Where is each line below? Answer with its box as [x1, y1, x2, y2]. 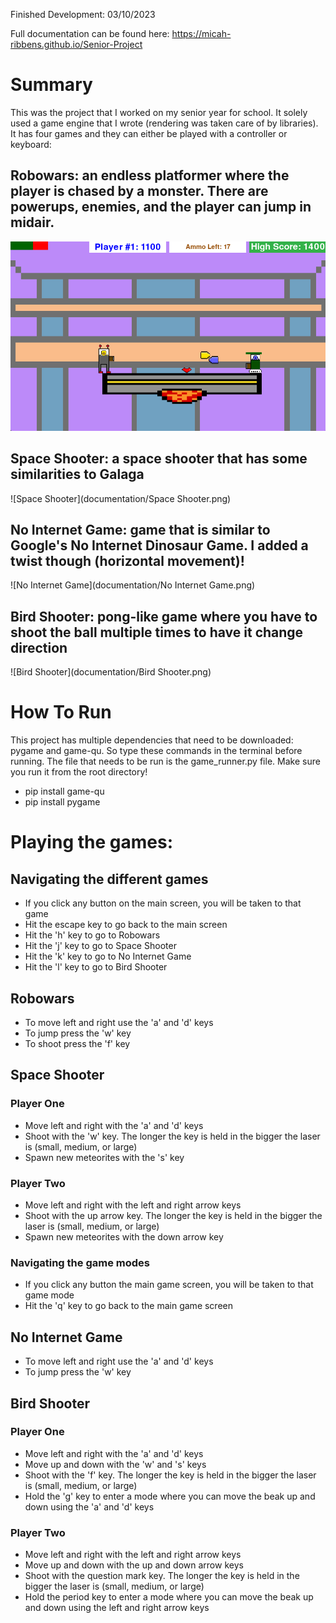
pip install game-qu [24, 785, 105, 798]
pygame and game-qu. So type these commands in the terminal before [10, 745, 303, 757]
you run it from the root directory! [10, 766, 148, 778]
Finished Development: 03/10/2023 [10, 9, 156, 20]
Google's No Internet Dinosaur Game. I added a [10, 537, 309, 554]
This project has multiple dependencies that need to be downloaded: [10, 734, 294, 746]
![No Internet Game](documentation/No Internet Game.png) [10, 579, 256, 591]
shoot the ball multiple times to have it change [10, 624, 304, 641]
